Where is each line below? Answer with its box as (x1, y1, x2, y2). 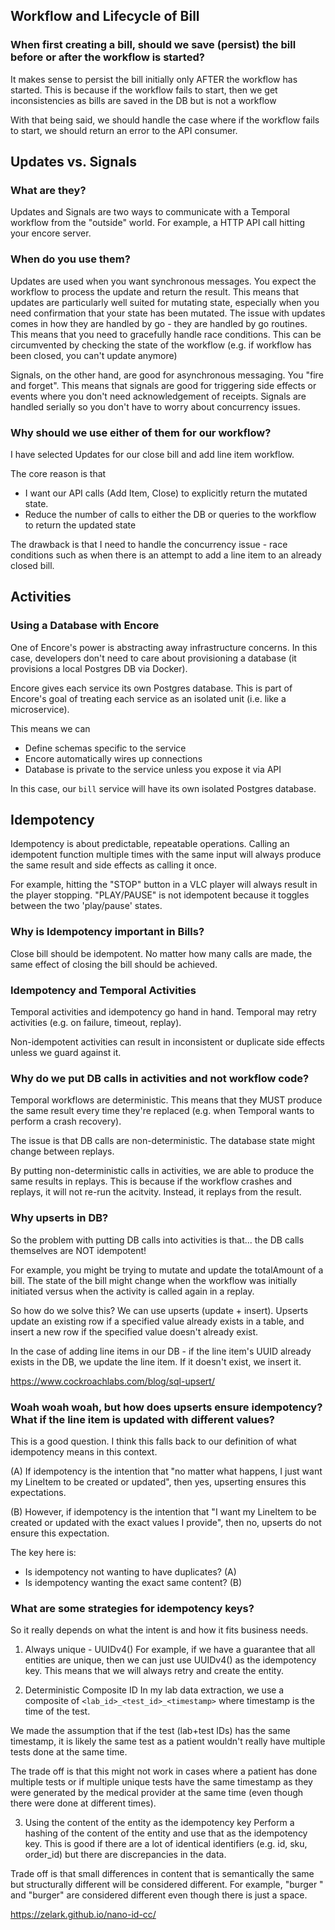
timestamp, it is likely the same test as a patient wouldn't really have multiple (10, 1735, 326, 1748)
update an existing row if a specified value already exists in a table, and (10, 1315, 305, 1327)
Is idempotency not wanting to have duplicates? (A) (24, 1565, 237, 1578)
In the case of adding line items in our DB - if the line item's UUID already (10, 1345, 312, 1357)
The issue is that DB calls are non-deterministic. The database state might (10, 1135, 316, 1147)
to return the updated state (24, 519, 137, 531)
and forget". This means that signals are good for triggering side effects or (10, 379, 317, 391)
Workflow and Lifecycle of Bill (10, 8, 200, 25)
